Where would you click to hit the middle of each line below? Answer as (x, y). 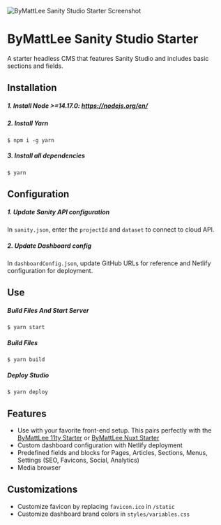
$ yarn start (26, 328)
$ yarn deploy (28, 392)
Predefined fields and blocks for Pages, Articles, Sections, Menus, (112, 453)
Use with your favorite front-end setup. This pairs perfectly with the (114, 430)
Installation (32, 88)
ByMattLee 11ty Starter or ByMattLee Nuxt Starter (88, 438)
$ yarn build (26, 360)
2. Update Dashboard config (49, 246)
